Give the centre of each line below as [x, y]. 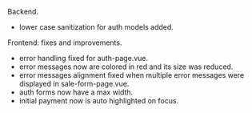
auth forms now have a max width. [76, 92]
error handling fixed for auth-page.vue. [84, 58]
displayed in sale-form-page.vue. [74, 84]
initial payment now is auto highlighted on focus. [99, 101]
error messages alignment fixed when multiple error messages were [132, 75]
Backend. [23, 12]
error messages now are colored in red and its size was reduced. [126, 67]
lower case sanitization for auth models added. [96, 27]
